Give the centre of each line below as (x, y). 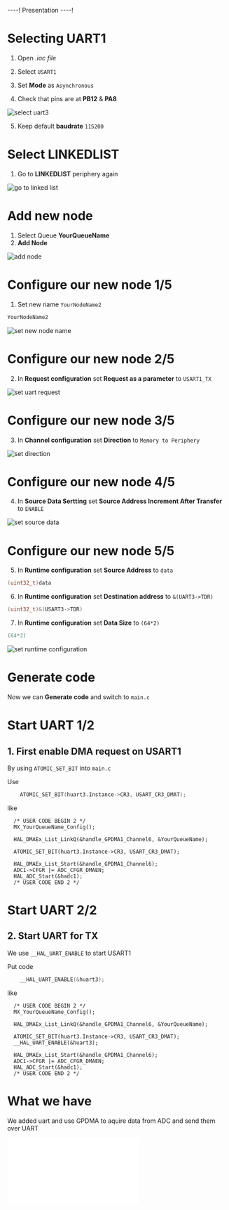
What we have (50, 1101)
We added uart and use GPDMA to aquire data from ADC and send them (111, 1121)
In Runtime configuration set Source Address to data (95, 570)
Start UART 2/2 (52, 910)
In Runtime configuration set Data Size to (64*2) (88, 623)
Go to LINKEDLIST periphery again (68, 174)
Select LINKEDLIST (63, 155)
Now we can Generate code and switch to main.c (78, 697)
